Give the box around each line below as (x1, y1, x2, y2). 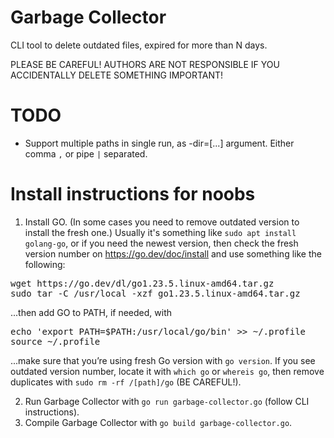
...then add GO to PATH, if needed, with (10, 306, 173, 318)
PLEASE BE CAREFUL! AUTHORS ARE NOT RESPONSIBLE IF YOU (10, 58, 280, 70)
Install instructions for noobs (10, 183, 256, 206)
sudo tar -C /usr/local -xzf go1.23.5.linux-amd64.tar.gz (10, 287, 301, 299)
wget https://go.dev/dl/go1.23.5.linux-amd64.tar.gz (10, 277, 275, 289)
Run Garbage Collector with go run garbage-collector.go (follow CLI (24, 395, 310, 407)
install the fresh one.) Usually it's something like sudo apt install (24, 226, 297, 238)
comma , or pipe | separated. (24, 147, 148, 160)
